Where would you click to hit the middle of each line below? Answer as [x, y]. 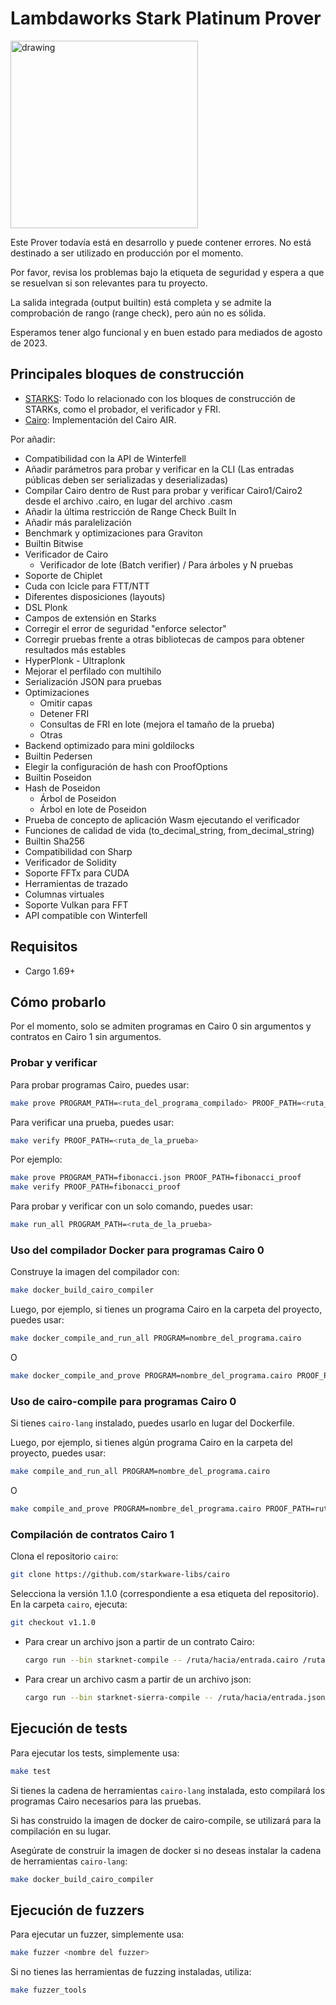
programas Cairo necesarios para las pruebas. [106, 1801]
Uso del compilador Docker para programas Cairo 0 [137, 1250]
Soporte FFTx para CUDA [77, 873]
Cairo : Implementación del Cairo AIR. [100, 419]
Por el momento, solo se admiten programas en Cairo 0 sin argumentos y [161, 1026]
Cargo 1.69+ [50, 971]
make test [31, 1771]
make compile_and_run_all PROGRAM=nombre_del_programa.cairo [140, 1472]
